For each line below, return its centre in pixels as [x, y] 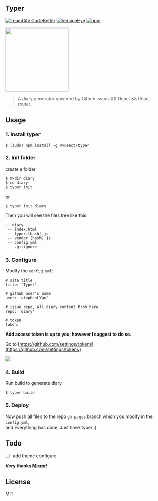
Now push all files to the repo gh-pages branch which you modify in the [79, 416]
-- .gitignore [22, 247]
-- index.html [22, 229]
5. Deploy [17, 405]
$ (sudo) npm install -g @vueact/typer [47, 145]
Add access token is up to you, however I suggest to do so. [68, 334]
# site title [19, 280]
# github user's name [28, 294]
